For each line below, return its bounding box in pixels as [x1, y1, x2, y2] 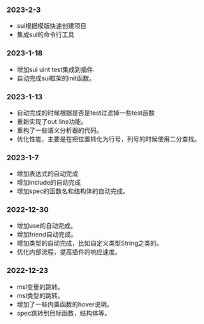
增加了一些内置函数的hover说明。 [16, 300, 113, 309]
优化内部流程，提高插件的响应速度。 [16, 248, 122, 256]
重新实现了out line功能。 [16, 117, 88, 125]
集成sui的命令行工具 [16, 30, 75, 39]
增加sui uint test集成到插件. [16, 65, 95, 73]
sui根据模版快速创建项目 [16, 22, 87, 30]
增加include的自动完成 [16, 178, 81, 187]
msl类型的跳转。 [16, 291, 64, 300]
